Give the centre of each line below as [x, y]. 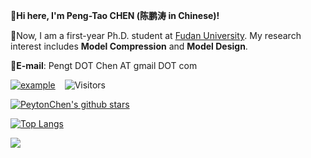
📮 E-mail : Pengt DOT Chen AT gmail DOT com [104, 65]
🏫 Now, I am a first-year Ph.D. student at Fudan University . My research [156, 35]
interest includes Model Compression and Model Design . [129, 46]
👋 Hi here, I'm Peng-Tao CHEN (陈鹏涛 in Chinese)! [115, 15]
